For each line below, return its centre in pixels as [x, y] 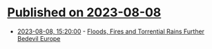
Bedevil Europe [39, 38]
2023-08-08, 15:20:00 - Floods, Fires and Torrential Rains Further [111, 31]
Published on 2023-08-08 [84, 13]
